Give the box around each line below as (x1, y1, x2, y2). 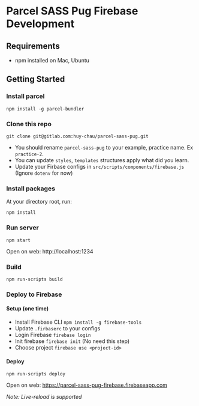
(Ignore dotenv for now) (14, 169, 73, 177)
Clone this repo (6, 120, 52, 128)
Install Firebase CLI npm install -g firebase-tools (14, 318, 142, 326)
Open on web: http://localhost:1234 (6, 247, 94, 255)
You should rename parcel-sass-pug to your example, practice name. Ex (14, 144, 194, 151)
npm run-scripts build (6, 276, 63, 282)
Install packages (6, 184, 56, 193)
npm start (6, 237, 31, 243)
